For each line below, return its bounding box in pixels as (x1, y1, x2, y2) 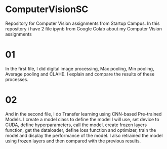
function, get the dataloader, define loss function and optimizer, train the (5, 127, 156, 133)
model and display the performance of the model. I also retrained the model (5, 132, 163, 138)
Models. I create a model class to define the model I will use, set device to (5, 116, 159, 122)
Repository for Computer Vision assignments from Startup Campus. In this (5, 20, 160, 26)
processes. (5, 76, 29, 82)
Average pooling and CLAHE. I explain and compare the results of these (5, 71, 155, 77)
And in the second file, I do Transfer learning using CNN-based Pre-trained (5, 110, 162, 117)
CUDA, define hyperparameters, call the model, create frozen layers (5, 122, 147, 128)
